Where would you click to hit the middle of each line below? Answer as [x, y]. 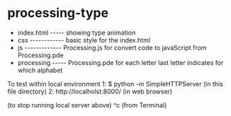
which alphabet [40, 70]
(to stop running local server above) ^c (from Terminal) [87, 105]
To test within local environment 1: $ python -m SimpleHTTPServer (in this [115, 83]
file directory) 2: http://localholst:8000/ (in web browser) [90, 91]
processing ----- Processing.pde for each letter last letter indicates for [120, 62]
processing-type [58, 13]
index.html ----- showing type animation [77, 33]
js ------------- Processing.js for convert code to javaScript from [112, 47]
